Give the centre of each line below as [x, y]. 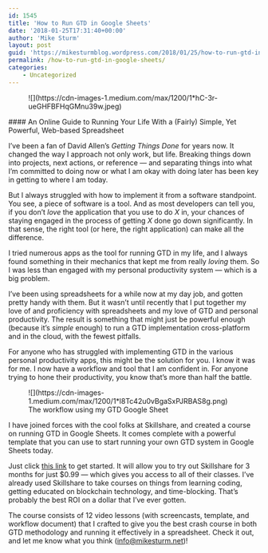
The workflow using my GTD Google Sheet [99, 409]
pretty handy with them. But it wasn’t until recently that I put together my [128, 302]
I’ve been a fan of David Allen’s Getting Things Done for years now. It [121, 145]
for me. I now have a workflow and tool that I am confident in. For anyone [128, 369]
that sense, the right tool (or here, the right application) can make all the [126, 229]
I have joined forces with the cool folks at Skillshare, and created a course [130, 425]
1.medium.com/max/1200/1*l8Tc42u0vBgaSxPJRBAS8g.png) [128, 401]
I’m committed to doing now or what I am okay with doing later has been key [134, 171]
